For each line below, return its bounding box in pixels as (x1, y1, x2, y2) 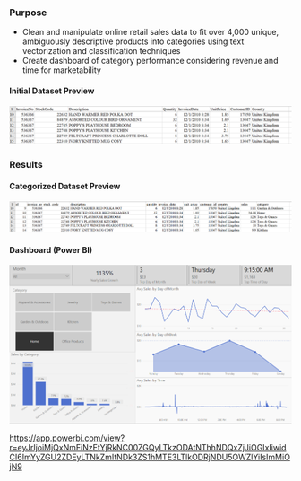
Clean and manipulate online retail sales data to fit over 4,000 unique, (21, 27, 279, 38)
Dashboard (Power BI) (9, 244, 93, 255)
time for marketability (21, 65, 101, 75)
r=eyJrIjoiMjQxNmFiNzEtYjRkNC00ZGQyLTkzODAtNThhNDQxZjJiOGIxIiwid (9, 442, 287, 453)
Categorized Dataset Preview (9, 180, 121, 191)
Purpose (9, 6, 47, 19)
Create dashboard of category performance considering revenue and (21, 56, 279, 66)
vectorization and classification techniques (21, 46, 181, 57)
